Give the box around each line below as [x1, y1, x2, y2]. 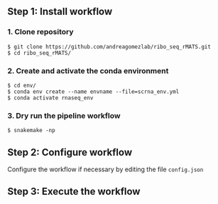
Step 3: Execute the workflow [7, 186, 141, 198]
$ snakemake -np [7, 127, 55, 134]
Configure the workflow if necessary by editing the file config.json [7, 165, 204, 173]
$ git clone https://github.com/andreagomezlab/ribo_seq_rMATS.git [7, 43, 212, 50]
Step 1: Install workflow [7, 6, 113, 18]
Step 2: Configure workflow [7, 146, 133, 159]
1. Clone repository [7, 27, 74, 37]
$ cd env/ [7, 82, 37, 89]
